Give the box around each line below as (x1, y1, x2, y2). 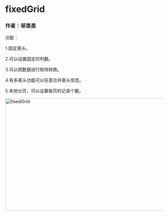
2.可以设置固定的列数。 (5, 56, 53, 62)
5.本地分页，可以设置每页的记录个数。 (5, 88, 83, 94)
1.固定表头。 (5, 45, 30, 51)
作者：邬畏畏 (5, 23, 36, 30)
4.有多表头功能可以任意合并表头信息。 (5, 77, 84, 83)
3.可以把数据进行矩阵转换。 (5, 67, 62, 73)
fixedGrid (5, 4, 45, 15)
